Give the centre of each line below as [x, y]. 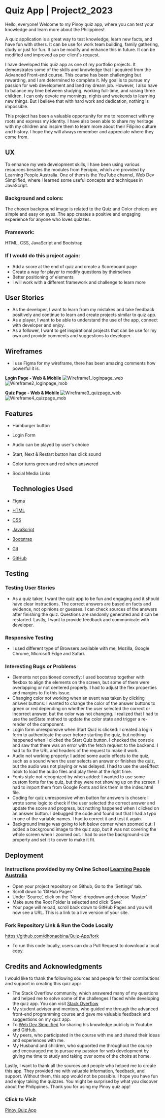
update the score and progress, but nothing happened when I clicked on [85, 808]
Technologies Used [42, 489]
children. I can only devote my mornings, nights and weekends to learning [80, 96]
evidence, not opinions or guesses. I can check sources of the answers [84, 609]
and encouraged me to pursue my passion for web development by [81, 1051]
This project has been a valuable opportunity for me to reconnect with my [80, 116]
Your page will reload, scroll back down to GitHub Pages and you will [82, 907]
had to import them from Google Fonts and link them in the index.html [83, 787]
